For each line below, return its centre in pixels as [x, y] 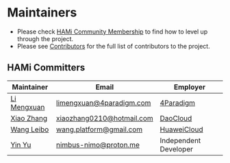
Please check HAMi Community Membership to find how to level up [112, 32]
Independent [180, 140]
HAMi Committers [46, 67]
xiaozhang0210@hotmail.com [105, 118]
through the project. [45, 38]
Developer [177, 149]
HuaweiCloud [181, 129]
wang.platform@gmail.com [99, 129]
